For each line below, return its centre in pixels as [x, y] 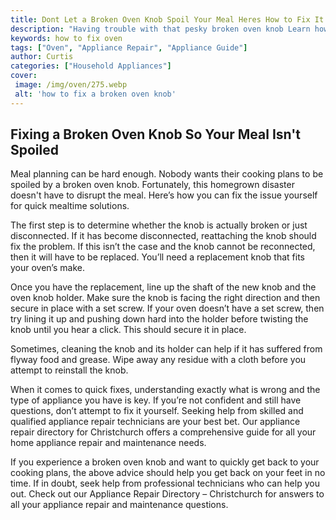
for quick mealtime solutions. [70, 206]
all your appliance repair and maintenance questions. [119, 505]
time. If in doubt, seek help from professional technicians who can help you [165, 483]
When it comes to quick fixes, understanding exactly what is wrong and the [165, 390]
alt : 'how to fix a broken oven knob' [95, 94]
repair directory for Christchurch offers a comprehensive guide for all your [163, 432]
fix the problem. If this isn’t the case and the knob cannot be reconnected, [163, 247]
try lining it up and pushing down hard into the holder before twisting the [159, 319]
